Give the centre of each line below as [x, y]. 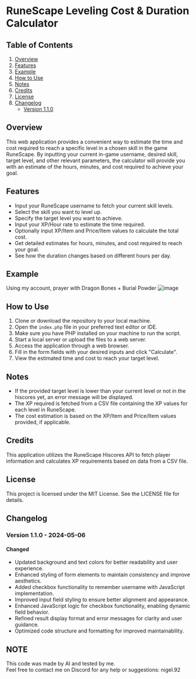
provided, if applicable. [42, 422]
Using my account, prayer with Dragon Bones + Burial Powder [81, 288]
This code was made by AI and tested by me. [61, 664]
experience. [29, 568]
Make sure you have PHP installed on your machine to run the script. [98, 333]
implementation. [34, 593]
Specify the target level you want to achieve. [69, 218]
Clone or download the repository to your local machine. [83, 321]
